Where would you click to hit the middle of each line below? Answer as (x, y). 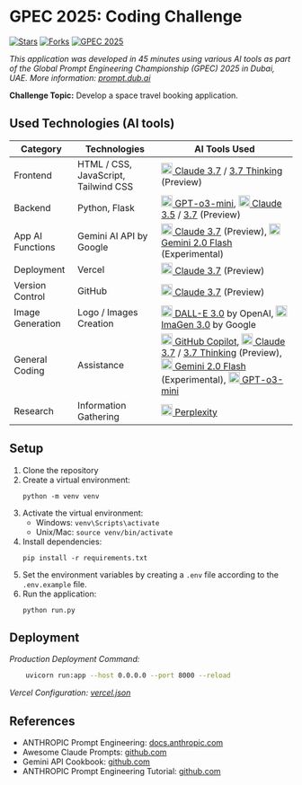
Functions (35, 247)
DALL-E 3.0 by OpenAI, (224, 313)
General (31, 359)
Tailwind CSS (105, 186)
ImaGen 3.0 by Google (209, 324)
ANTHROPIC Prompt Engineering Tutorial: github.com (122, 772)
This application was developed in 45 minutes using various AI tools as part (150, 58)
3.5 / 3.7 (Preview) (201, 215)
